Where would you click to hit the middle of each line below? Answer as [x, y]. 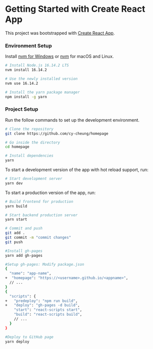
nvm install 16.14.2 [26, 70]
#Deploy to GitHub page [29, 337]
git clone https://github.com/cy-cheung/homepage [57, 133]
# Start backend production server [41, 215]
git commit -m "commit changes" [38, 238]
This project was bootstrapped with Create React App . [60, 33]
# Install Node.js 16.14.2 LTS [37, 65]
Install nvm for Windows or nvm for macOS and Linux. [60, 56]
